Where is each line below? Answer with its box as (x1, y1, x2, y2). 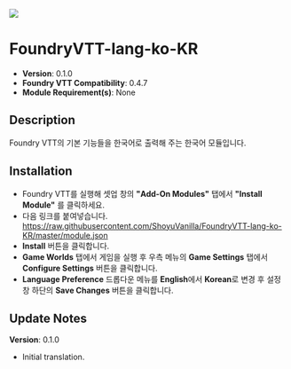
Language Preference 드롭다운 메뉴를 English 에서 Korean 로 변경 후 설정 (21, 273, 281, 284)
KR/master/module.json (21, 230, 108, 240)
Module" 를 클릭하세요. (21, 200, 105, 210)
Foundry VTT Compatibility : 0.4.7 (21, 77, 148, 88)
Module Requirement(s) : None (21, 87, 136, 98)
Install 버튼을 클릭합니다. (21, 240, 110, 251)
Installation (9, 164, 73, 179)
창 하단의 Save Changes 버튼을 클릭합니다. (21, 285, 174, 295)
